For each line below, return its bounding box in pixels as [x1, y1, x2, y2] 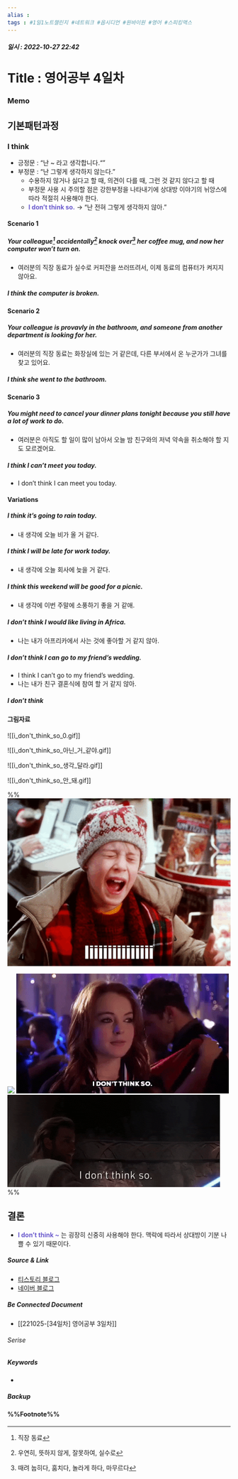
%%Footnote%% [7, 1410, 60, 1419]
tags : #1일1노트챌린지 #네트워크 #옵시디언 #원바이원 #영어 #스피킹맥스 [7, 18, 193, 26]
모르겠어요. [25, 444, 57, 452]
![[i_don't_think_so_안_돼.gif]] [7, 776, 91, 785]
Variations [7, 495, 39, 503]
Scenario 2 [7, 307, 40, 315]
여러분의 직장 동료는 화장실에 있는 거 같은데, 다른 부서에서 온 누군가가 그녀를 [17, 349, 228, 358]
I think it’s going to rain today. [7, 511, 97, 520]
